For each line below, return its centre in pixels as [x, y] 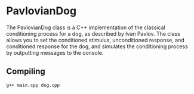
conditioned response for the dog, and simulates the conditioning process [97, 46]
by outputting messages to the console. [55, 52]
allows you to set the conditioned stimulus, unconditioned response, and [95, 40]
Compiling [26, 72]
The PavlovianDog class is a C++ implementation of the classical [86, 27]
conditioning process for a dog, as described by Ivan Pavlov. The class [93, 33]
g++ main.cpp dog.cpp [33, 85]
